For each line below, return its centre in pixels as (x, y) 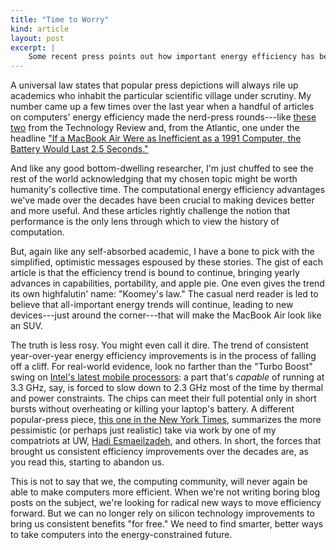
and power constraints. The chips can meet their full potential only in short (163, 398)
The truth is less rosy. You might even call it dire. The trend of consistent (159, 345)
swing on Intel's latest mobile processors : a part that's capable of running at (167, 377)
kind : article (40, 29)
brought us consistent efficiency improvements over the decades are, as (159, 452)
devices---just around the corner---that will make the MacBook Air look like (166, 315)
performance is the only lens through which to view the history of (145, 222)
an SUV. (26, 326)
